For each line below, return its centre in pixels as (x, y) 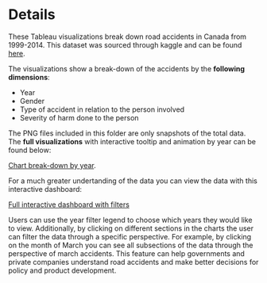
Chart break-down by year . (52, 165)
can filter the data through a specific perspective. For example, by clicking (130, 236)
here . (17, 53)
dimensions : (29, 77)
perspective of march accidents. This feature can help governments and (126, 253)
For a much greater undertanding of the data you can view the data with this (133, 181)
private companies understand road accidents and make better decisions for (133, 262)
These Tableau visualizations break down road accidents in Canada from (128, 36)
